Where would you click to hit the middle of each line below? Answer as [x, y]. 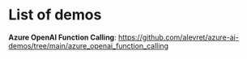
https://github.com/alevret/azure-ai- [178, 37]
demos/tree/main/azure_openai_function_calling [88, 45]
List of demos [55, 15]
